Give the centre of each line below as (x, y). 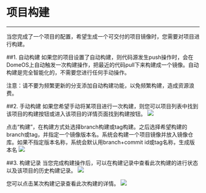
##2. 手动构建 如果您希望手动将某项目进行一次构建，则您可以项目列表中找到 (102, 106)
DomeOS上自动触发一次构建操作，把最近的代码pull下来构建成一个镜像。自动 (103, 64)
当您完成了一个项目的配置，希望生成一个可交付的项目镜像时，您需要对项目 (100, 36)
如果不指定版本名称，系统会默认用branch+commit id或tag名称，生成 (103, 142)
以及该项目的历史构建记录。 (41, 170)
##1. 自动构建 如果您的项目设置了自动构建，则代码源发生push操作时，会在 (100, 57)
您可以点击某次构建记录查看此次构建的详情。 (63, 183)
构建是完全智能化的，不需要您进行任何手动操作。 (68, 72)
